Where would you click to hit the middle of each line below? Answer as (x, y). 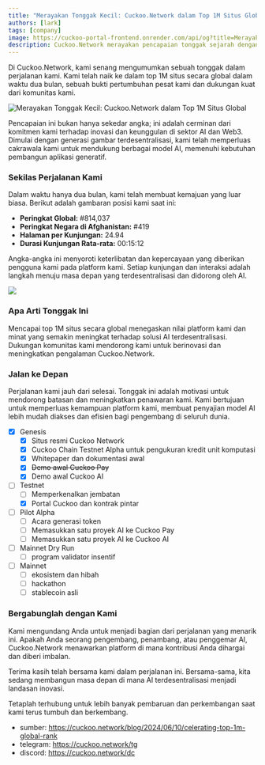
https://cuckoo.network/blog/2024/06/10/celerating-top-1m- (147, 727)
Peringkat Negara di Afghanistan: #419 (84, 227)
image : (19, 38)
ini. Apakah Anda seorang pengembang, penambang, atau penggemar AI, (128, 639)
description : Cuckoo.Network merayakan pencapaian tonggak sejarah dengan (134, 45)
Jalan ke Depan (38, 374)
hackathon (49, 584)
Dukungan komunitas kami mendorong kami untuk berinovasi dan (115, 345)
